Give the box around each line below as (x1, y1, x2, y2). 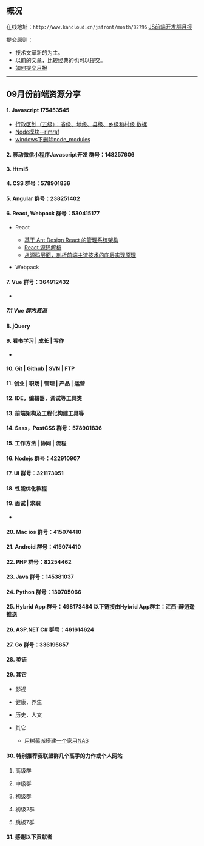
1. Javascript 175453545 (6, 106, 70, 113)
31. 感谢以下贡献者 (6, 833, 53, 841)
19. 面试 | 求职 (6, 499, 41, 507)
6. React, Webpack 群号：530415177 (6, 210, 100, 217)
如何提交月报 (15, 64, 47, 71)
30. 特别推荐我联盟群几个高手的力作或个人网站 (6, 752, 123, 760)
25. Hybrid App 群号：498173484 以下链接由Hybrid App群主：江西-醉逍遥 (6, 603, 195, 611)
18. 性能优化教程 (6, 484, 47, 492)
